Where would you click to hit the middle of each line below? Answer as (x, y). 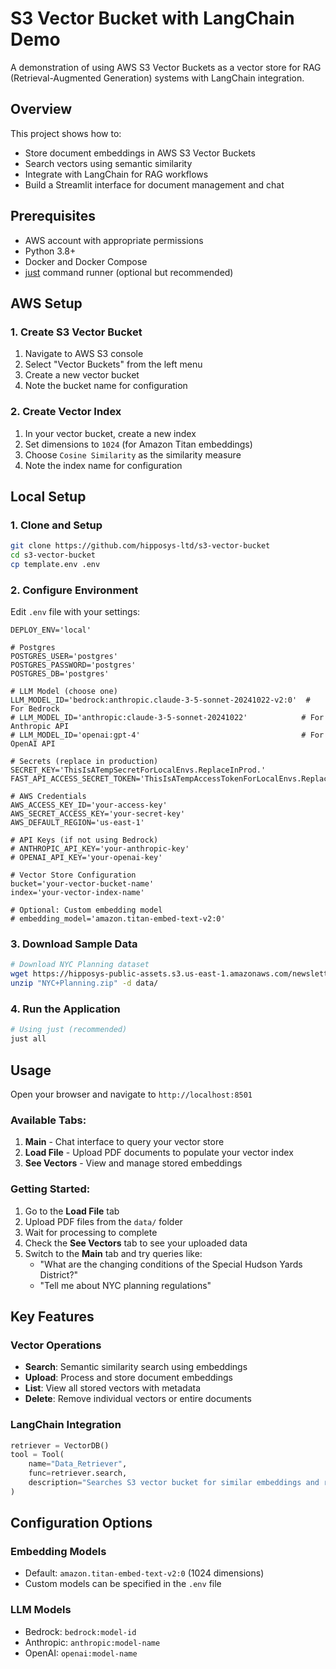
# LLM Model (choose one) (64, 692)
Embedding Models (58, 1552)
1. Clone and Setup (56, 525)
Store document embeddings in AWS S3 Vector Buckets (140, 153)
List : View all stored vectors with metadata (113, 1388)
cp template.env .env (55, 564)
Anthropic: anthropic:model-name (92, 1642)
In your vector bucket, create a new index (110, 433)
